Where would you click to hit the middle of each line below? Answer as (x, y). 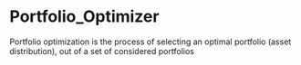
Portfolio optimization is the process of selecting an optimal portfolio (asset (150, 42)
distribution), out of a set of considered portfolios (102, 51)
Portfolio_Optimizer (84, 17)
